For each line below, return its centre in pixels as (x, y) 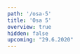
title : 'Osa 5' (29, 20)
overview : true (29, 27)
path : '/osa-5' (29, 14)
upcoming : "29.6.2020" (40, 40)
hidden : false (28, 33)
